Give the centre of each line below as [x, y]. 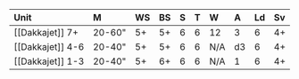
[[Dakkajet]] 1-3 [49, 61]
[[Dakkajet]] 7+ [46, 32]
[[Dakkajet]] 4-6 [49, 47]
